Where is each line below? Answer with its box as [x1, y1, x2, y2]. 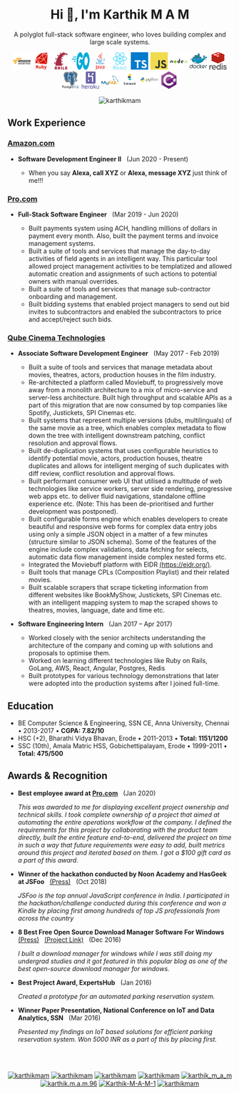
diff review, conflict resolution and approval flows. [28, 469, 176, 478]
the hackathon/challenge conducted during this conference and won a [17, 898, 227, 907]
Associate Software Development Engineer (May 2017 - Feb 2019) [17, 349, 220, 358]
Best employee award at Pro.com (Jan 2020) [17, 789, 156, 797]
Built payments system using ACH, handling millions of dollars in [28, 224, 218, 232]
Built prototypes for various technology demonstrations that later [28, 672, 219, 680]
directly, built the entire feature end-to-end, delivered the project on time [17, 832, 232, 842]
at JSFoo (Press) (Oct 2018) [17, 877, 107, 885]
